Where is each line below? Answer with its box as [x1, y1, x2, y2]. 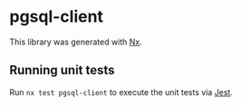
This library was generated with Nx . [9, 36, 142, 47]
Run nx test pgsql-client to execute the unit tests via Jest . [9, 86, 233, 97]
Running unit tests [9, 63, 115, 78]
